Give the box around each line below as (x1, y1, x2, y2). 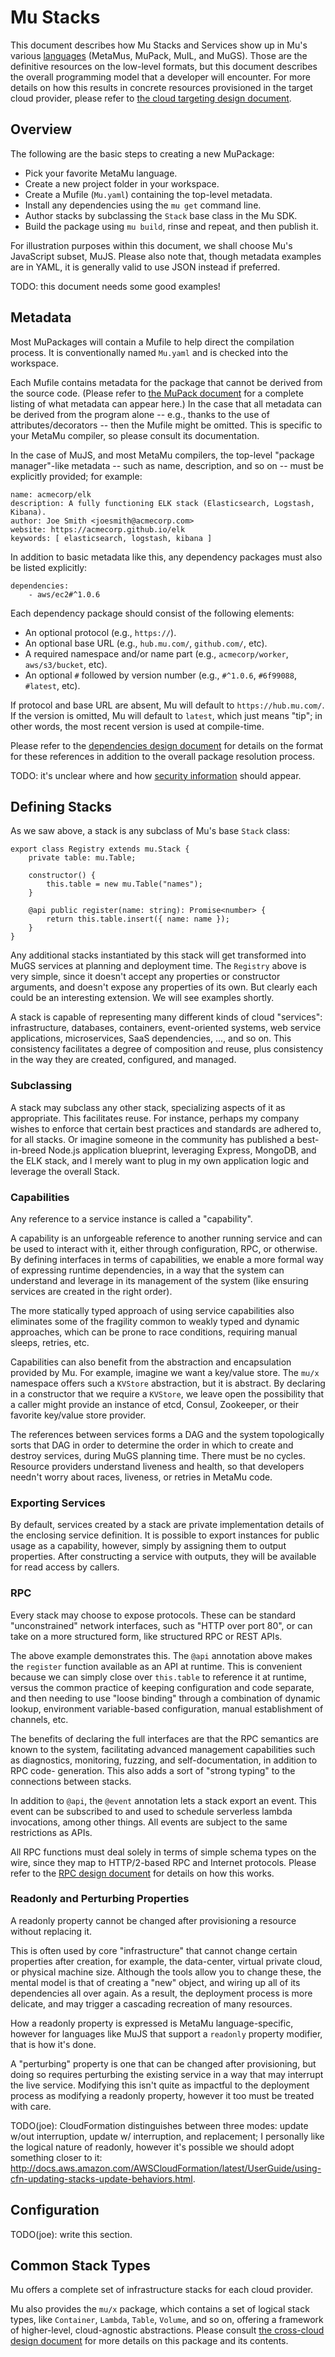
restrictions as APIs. (10, 1826, 93, 1838)
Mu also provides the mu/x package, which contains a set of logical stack (10, 2303, 310, 2315)
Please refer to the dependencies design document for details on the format (10, 739, 324, 751)
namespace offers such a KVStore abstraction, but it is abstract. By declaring (10, 1377, 326, 1389)
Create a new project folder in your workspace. (24, 177, 220, 190)
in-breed (10, 1144, 47, 1156)
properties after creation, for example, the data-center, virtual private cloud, (10, 1955, 323, 1967)
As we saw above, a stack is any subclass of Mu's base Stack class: (10, 825, 291, 837)
